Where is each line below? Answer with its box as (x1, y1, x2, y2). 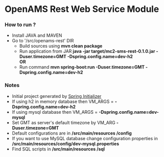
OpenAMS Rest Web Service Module (4, 3, 159, 15)
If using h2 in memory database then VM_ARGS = (11, 98, 114, 104)
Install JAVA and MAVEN (11, 32, 62, 38)
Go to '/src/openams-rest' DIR (11, 38, 74, 44)
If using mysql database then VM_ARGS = (11, 109, 98, 115)
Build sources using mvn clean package (19, 43, 103, 49)
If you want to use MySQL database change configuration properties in (11, 135, 158, 141)
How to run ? (4, 21, 36, 28)
